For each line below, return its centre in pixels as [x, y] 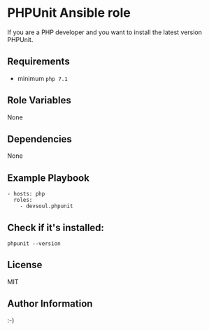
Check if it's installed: [56, 227]
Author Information [50, 304]
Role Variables [39, 100]
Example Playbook [48, 178]
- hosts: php [26, 194]
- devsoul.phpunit [46, 206]
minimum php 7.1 [42, 78]
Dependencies [39, 139]
